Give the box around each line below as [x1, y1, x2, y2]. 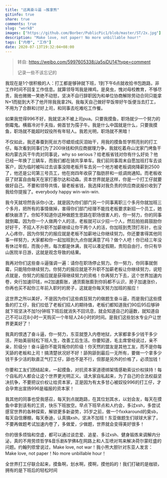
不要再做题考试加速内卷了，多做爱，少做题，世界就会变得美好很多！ [5, 421, 145, 427]
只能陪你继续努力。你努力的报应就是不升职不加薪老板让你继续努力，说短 [13, 266, 162, 272]
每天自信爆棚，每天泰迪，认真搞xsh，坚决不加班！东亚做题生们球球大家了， [5, 415, 161, 421]
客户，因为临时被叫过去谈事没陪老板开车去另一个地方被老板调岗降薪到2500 [5, 163, 160, 170]
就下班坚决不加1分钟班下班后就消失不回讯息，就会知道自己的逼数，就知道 [5, 308, 155, 314]
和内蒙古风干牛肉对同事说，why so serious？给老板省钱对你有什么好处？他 [5, 151, 158, 157]
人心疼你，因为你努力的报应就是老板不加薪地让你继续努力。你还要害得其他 [5, 230, 158, 236]
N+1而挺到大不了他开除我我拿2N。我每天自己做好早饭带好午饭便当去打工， [5, 98, 159, 105]
